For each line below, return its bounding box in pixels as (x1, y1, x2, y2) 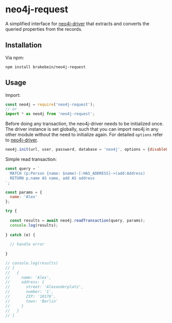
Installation (5, 41, 42, 50)
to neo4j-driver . (5, 137, 38, 143)
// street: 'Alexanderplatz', (5, 285, 83, 290)
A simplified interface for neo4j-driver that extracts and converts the (5, 21, 149, 27)
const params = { (5, 190, 42, 195)
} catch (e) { (5, 232, 36, 237)
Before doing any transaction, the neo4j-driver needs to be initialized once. (5, 120, 164, 127)
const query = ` (5, 166, 40, 171)
